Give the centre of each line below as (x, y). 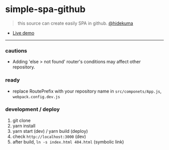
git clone (22, 120)
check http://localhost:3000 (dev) (49, 136)
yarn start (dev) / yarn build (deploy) (50, 131)
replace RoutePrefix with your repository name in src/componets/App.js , (87, 91)
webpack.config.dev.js (36, 97)
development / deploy (33, 109)
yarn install (24, 126)
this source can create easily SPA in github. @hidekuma (75, 23)
